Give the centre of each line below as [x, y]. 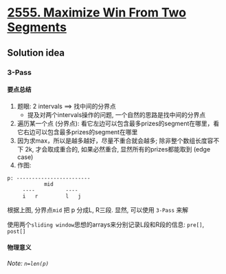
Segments [37, 27]
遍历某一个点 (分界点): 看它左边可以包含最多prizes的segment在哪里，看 [118, 123]
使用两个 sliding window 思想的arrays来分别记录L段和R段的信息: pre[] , [106, 224]
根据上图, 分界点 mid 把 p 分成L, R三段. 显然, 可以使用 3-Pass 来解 [98, 210]
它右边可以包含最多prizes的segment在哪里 [77, 131]
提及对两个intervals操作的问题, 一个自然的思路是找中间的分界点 [116, 114]
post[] [16, 231]
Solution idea [36, 53]
